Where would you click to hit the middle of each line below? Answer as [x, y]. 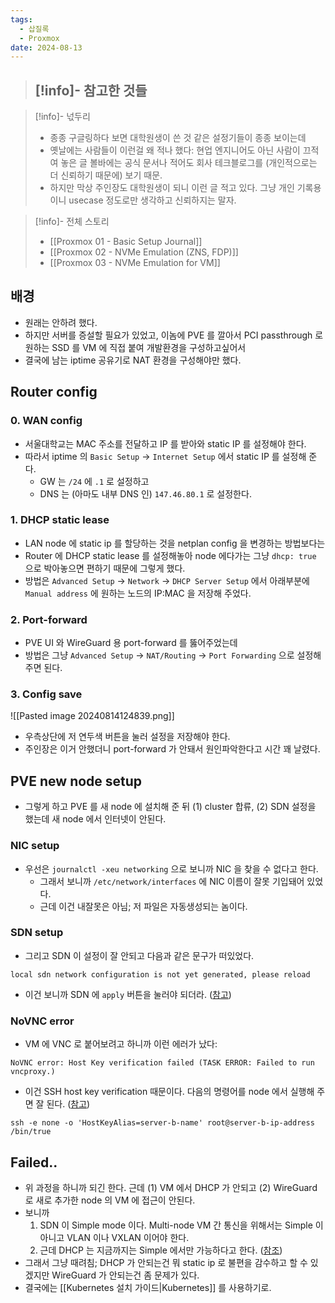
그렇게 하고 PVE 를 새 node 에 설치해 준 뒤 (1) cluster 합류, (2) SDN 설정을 [170, 807]
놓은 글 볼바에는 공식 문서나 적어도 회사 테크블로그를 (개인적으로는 [189, 163]
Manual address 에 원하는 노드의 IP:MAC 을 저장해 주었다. [138, 593]
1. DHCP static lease [60, 520]
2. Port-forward [49, 619]
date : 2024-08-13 [46, 47]
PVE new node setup [76, 781]
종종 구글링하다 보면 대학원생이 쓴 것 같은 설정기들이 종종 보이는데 [178, 138]
